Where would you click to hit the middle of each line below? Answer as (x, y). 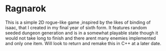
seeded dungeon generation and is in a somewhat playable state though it (82, 33)
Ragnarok (26, 9)
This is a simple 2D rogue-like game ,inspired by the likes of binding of (78, 22)
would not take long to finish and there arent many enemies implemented (81, 38)
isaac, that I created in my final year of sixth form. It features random (76, 27)
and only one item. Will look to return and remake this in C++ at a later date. (83, 43)
